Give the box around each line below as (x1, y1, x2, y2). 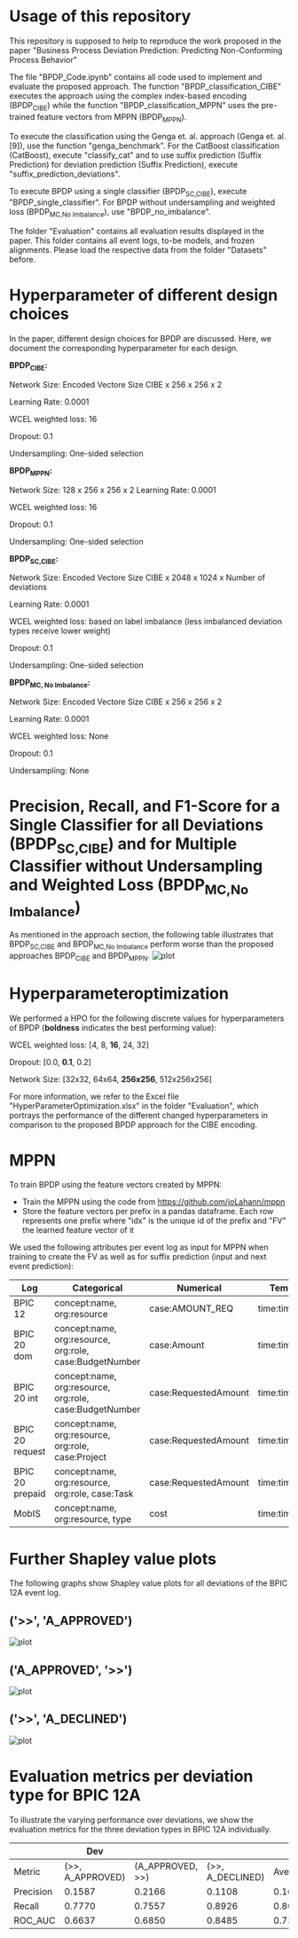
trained (9, 111, 35, 122)
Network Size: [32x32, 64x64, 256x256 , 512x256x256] (9, 1073, 213, 1084)
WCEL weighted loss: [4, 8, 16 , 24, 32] (9, 1040, 149, 1050)
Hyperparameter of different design (9, 286, 278, 305)
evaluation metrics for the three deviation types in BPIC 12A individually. (9, 1824, 272, 1834)
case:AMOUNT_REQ (149, 1302, 234, 1314)
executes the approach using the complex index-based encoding (9, 90, 247, 101)
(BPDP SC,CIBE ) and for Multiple (9, 834, 238, 858)
